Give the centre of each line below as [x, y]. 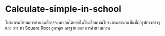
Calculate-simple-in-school [63, 9]
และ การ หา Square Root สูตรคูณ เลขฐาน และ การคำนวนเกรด [58, 28]
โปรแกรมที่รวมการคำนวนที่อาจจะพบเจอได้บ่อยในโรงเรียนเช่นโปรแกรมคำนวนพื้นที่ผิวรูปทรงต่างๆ [82, 22]
